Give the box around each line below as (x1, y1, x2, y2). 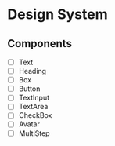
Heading (18, 67, 47, 76)
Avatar (18, 119, 40, 129)
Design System (7, 5, 109, 24)
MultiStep (18, 128, 50, 138)
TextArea (18, 102, 49, 111)
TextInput (18, 93, 50, 103)
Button (18, 84, 41, 93)
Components (7, 37, 72, 50)
